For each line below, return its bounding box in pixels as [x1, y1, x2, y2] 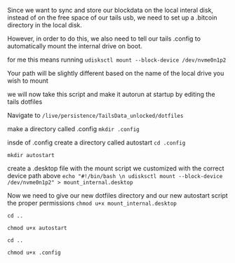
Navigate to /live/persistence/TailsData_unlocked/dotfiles [7, 112, 184, 119]
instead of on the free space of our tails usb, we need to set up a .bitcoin [7, 13, 217, 22]
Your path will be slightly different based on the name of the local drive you [7, 69, 224, 77]
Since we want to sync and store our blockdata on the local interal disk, [7, 6, 214, 14]
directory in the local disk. [7, 21, 83, 29]
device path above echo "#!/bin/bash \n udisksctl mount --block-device [7, 172, 223, 180]
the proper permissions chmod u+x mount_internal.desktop [7, 199, 177, 207]
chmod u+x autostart [7, 224, 68, 231]
